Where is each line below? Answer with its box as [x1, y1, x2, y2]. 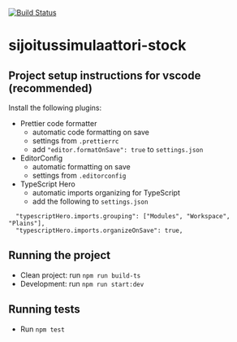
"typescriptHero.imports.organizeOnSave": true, [15, 226, 183, 235]
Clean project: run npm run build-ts [19, 270, 141, 280]
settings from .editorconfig [32, 171, 127, 180]
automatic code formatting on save [32, 127, 150, 137]
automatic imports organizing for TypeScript [32, 188, 181, 197]
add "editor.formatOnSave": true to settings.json [32, 145, 204, 154]
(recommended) [8, 81, 93, 95]
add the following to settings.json [32, 196, 149, 206]
